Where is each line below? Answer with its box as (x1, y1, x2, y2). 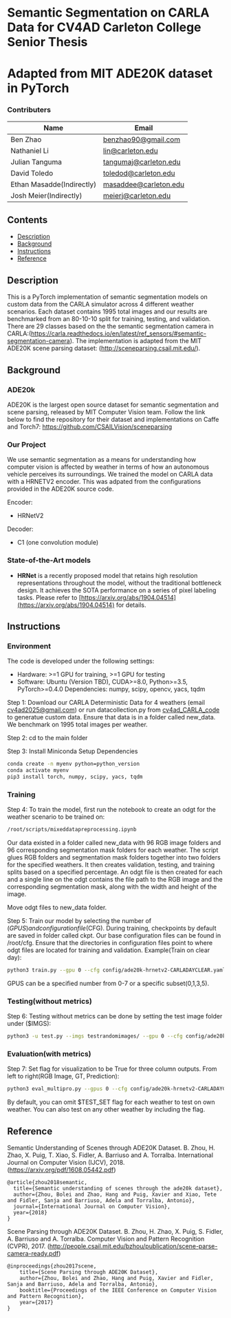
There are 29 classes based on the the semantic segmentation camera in (7, 322, 214, 331)
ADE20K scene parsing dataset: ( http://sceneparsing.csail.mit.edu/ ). (7, 344, 201, 353)
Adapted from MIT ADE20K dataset (7, 66, 213, 81)
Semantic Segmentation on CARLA (7, 5, 210, 21)
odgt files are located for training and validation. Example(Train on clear (7, 946, 210, 954)
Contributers (7, 105, 52, 115)
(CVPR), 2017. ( (7, 1242, 50, 1250)
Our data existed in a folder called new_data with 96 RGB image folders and (7, 839, 221, 847)
